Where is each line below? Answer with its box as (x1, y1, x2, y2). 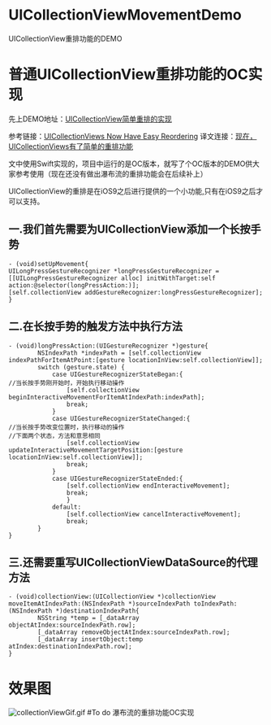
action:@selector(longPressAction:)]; (8, 281, 140, 290)
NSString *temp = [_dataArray (37, 614, 140, 622)
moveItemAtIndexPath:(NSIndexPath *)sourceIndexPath (8, 600, 191, 608)
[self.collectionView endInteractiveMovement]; (66, 482, 230, 490)
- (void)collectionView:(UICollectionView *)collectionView (8, 592, 217, 601)
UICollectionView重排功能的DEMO (8, 33, 123, 43)
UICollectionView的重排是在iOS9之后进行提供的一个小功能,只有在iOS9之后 (8, 186, 256, 196)
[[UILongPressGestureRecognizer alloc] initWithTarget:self (8, 274, 217, 282)
